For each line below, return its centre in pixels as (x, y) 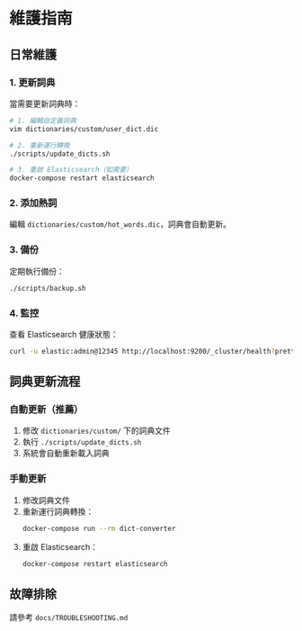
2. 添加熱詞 (33, 203)
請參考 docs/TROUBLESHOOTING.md (69, 617)
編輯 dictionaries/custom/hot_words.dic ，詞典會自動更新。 (120, 224)
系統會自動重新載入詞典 (66, 453)
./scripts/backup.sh (48, 288)
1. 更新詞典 (32, 82)
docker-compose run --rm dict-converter (99, 528)
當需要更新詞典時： (45, 104)
